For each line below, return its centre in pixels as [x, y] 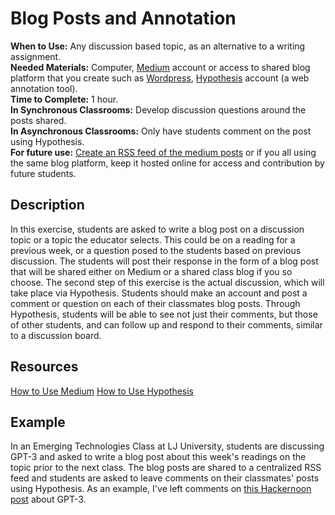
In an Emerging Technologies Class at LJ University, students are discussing [167, 446]
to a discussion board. [56, 335]
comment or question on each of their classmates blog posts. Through [155, 303]
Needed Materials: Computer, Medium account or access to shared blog [160, 67]
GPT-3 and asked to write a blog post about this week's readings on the [158, 457]
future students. [43, 173]
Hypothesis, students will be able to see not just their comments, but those [164, 314]
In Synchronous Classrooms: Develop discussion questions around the [158, 109]
